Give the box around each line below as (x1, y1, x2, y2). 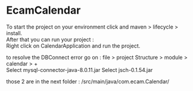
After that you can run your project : (6, 36, 94, 43)
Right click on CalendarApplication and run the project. (6, 42, 141, 49)
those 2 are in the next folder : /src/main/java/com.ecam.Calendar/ (6, 78, 170, 85)
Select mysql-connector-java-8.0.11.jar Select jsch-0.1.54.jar (6, 66, 153, 73)
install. (6, 29, 23, 36)
